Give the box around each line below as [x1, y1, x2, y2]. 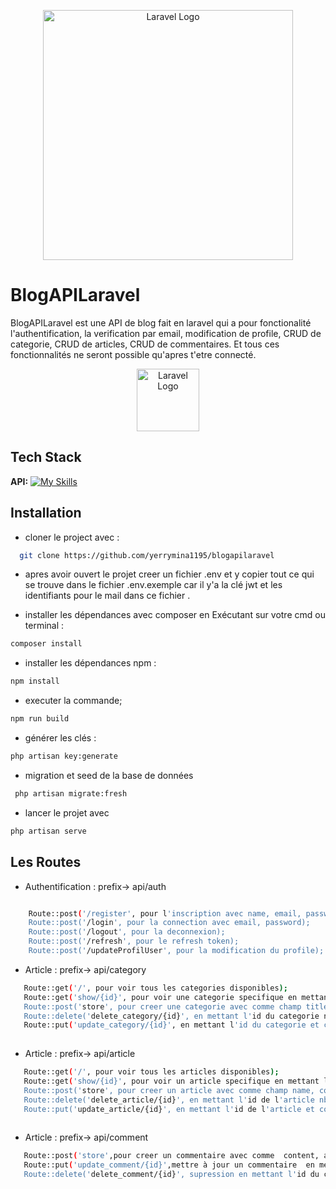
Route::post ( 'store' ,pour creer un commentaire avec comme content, [23, 1151, 320, 1161]
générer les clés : [24, 732, 97, 744]
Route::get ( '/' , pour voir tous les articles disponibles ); [23, 1067, 280, 1077]
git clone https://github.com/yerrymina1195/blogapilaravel [19, 550, 275, 560]
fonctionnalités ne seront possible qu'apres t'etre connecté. [10, 348, 257, 360]
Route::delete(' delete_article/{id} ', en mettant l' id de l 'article [23, 1095, 315, 1105]
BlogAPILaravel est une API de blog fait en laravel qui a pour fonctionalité [10, 316, 312, 329]
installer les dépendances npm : [24, 657, 157, 669]
